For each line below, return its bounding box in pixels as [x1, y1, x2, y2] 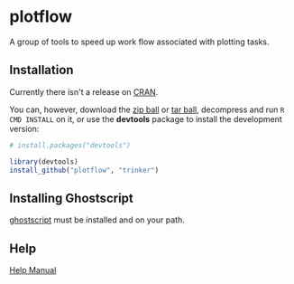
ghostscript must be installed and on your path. [9, 214, 185, 225]
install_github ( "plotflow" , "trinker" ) [9, 166, 160, 175]
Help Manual [9, 265, 57, 275]
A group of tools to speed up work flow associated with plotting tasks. [9, 36, 270, 47]
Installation [9, 62, 74, 78]
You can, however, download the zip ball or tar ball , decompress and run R [9, 104, 285, 115]
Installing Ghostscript [9, 190, 133, 205]
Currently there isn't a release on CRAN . [9, 86, 159, 97]
